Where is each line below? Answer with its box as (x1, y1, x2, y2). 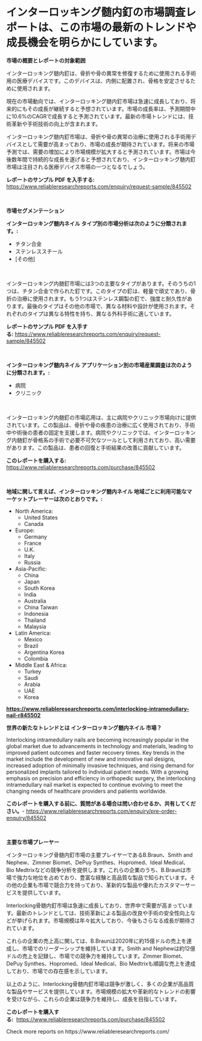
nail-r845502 (6, 711, 41, 719)
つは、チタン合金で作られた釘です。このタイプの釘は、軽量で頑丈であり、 (6, 287, 191, 295)
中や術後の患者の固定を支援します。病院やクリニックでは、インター (6, 429, 175, 436)
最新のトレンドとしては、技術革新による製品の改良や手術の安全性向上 (16, 909, 191, 917)
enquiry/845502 (6, 814, 46, 821)
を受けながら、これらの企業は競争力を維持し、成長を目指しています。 (6, 995, 180, 1002)
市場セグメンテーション (6, 207, 65, 214)
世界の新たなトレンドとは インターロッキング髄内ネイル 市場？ (6, 724, 162, 731)
